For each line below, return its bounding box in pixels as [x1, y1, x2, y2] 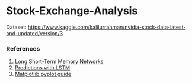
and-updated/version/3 [6, 29, 63, 36]
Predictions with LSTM [14, 64, 71, 71]
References [6, 44, 40, 52]
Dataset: [6, 24, 27, 31]
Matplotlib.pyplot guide [14, 71, 72, 78]
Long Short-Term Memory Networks [14, 58, 104, 65]
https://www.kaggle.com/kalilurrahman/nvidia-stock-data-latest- [27, 24, 186, 31]
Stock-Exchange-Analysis [6, 4, 138, 18]
